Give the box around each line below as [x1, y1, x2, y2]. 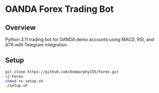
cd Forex [5, 74, 23, 79]
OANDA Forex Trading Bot [5, 3, 114, 15]
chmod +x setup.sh [5, 79, 43, 84]
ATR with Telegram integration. [5, 42, 69, 48]
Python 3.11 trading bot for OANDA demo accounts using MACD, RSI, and [5, 36, 154, 42]
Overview [5, 23, 36, 32]
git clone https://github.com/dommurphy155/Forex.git [5, 69, 119, 74]
